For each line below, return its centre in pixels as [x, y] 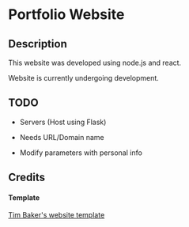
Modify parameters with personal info [81, 153]
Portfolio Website [66, 15]
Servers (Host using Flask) [63, 122]
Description [38, 44]
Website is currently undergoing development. [84, 78]
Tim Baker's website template [57, 215]
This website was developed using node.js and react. [95, 62]
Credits [27, 178]
